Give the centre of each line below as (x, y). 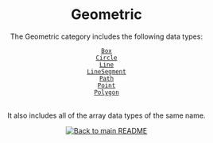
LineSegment (106, 71)
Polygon (106, 92)
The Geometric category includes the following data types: (106, 36)
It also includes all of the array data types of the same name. (106, 115)
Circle (106, 58)
